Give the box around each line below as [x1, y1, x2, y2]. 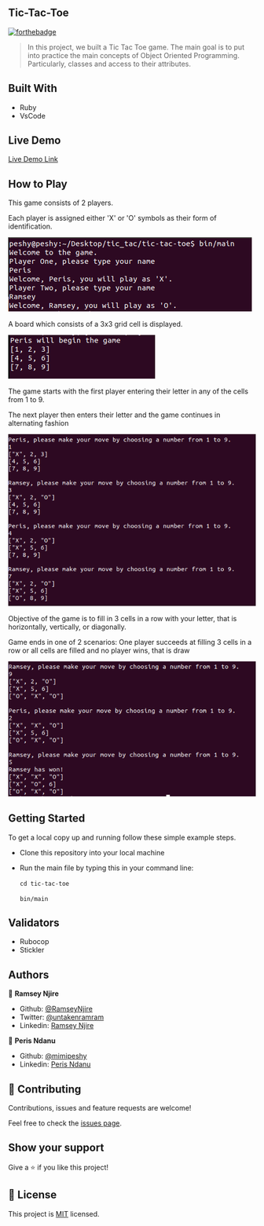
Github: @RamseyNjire [19, 1005, 93, 1014]
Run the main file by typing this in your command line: [19, 863, 194, 873]
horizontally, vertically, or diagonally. [8, 622, 127, 631]
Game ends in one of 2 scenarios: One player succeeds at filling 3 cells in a [8, 638, 252, 647]
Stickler [19, 946, 45, 955]
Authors [8, 968, 49, 981]
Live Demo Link [8, 155, 59, 164]
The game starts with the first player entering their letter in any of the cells [8, 386, 249, 396]
